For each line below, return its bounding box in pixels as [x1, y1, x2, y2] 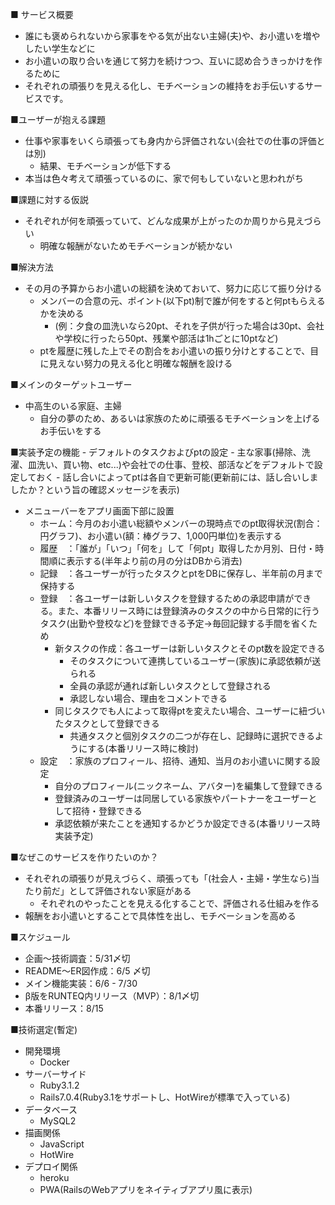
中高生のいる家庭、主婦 [24, 400, 122, 412]
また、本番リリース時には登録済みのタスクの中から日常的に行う [57, 605, 320, 617]
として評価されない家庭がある [68, 885, 192, 897]
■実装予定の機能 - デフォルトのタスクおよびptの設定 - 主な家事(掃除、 [10, 446, 302, 458]
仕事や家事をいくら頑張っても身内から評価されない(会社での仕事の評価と [24, 135, 326, 147]
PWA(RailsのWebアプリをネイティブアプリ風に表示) [39, 1184, 253, 1195]
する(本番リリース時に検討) [87, 743, 199, 754]
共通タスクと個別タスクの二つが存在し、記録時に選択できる [69, 730, 315, 742]
